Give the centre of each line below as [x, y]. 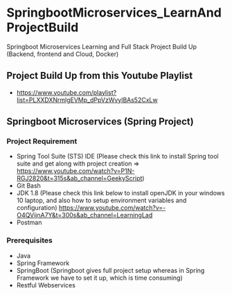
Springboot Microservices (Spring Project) [100, 122]
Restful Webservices [46, 285]
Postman [29, 222]
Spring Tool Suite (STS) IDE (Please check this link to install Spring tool [117, 157]
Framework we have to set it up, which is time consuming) [99, 278]
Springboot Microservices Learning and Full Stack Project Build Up [102, 46]
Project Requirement [42, 141]
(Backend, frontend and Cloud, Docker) [63, 54]
